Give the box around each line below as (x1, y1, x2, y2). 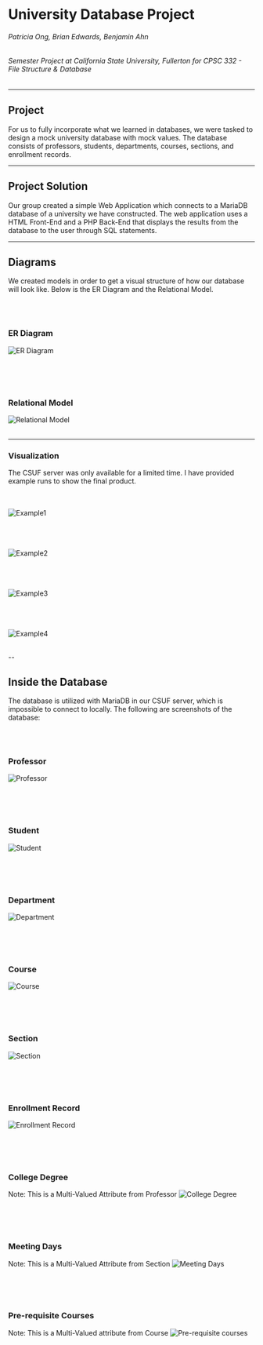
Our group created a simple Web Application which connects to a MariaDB (8, 200, 248, 210)
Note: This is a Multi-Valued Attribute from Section (8, 1259, 171, 1268)
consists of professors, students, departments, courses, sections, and (8, 141, 234, 151)
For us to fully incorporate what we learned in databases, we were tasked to (8, 124, 254, 134)
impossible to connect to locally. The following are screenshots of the (8, 705, 232, 714)
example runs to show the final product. (8, 476, 137, 486)
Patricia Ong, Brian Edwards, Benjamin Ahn (8, 31, 149, 41)
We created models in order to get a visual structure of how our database (8, 276, 245, 286)
